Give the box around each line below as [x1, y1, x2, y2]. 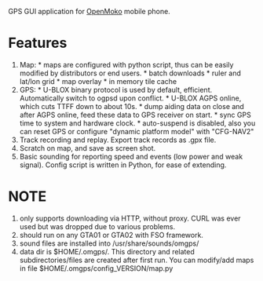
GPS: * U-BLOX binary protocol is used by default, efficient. [19, 85, 213, 94]
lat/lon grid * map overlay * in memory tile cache [19, 76, 177, 86]
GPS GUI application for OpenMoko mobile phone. [8, 7, 170, 16]
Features [8, 35, 68, 52]
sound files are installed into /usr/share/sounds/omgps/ [19, 239, 199, 248]
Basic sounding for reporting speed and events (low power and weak [19, 151, 243, 161]
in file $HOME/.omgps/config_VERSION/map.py [19, 263, 174, 273]
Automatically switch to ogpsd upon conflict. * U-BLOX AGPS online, [19, 93, 242, 103]
